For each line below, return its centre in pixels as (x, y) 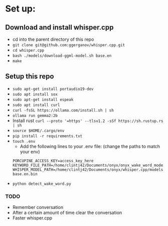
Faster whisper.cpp (32, 218)
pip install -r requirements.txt (47, 136)
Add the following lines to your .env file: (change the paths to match (90, 146)
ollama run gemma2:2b (35, 116)
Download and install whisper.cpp (59, 27)
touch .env (24, 141)
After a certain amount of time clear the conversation (67, 213)
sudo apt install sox (35, 94)
